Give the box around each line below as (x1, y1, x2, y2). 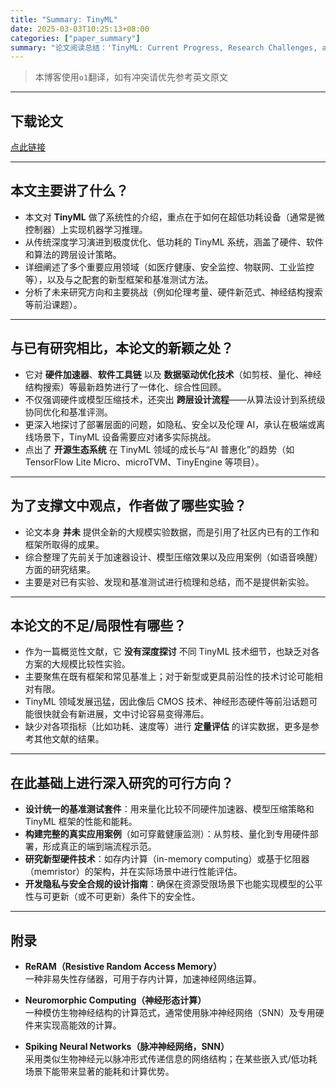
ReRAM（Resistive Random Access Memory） (24, 960, 222, 972)
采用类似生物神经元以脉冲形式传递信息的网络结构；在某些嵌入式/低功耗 (24, 1052, 318, 1065)
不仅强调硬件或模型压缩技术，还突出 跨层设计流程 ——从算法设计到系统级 (24, 393, 326, 405)
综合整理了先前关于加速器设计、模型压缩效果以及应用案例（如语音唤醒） (24, 551, 323, 563)
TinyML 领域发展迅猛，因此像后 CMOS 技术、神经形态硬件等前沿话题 (24, 696, 310, 708)
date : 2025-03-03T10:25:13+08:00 (10, 24, 150, 34)
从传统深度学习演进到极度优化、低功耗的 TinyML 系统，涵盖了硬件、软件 (24, 236, 324, 248)
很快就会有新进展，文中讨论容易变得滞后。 (33, 708, 210, 720)
